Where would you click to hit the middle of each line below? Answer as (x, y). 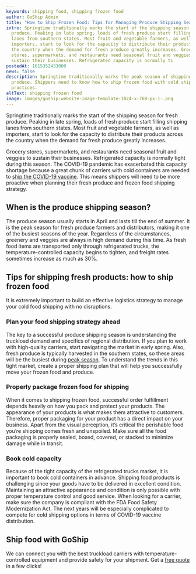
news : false (20, 71)
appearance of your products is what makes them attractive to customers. (95, 412)
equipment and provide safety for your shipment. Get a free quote (111, 559)
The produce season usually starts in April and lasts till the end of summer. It (98, 221)
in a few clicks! (24, 566)
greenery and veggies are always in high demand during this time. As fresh (96, 240)
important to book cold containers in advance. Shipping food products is (93, 477)
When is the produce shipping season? (78, 208)
